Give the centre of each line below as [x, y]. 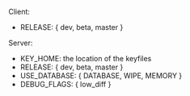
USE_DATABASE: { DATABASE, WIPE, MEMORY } [101, 75]
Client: [19, 12]
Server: [21, 43]
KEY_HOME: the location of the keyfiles [86, 58]
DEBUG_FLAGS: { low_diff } [65, 84]
